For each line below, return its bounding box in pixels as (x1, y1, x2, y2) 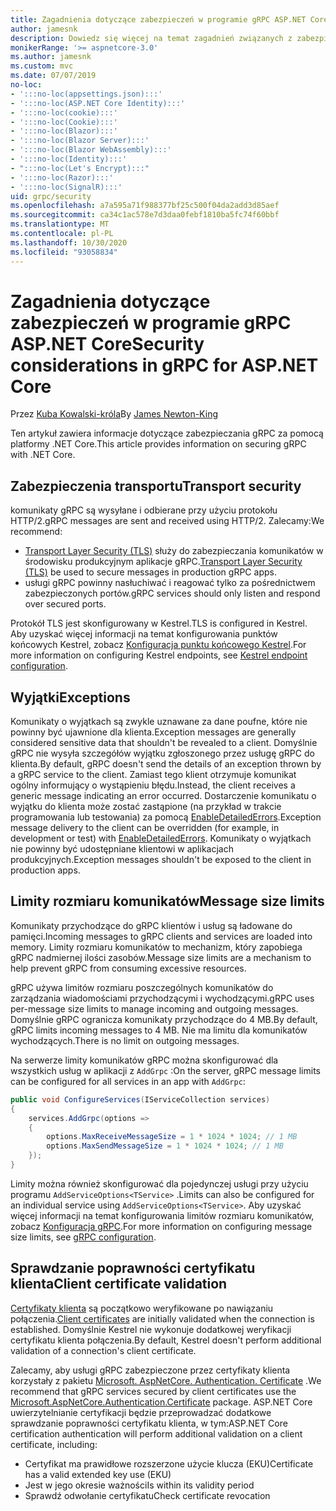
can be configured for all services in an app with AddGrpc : (10, 1075, 246, 1087)
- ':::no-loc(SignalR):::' (10, 182, 123, 192)
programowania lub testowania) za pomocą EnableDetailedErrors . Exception (10, 811, 322, 823)
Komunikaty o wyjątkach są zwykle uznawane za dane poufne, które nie (10, 716, 308, 728)
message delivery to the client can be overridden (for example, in (10, 822, 280, 834)
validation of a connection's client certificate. (10, 1344, 197, 1356)
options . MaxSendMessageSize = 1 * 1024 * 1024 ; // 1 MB (46, 1141, 284, 1151)
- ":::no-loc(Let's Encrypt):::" (10, 163, 150, 173)
